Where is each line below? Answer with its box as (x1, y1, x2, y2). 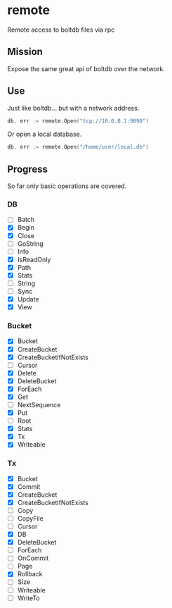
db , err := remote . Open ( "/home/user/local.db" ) (7, 144, 150, 151)
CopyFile (17, 514, 44, 523)
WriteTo (17, 594, 40, 602)
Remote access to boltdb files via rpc (7, 25, 115, 34)
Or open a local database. (7, 130, 82, 139)
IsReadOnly (17, 255, 51, 263)
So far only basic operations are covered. (7, 182, 127, 190)
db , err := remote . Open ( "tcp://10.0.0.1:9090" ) (7, 117, 150, 125)
